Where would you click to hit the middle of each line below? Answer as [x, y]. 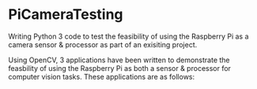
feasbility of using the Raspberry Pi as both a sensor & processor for [120, 68]
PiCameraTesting [66, 15]
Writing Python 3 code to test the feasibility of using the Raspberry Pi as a [128, 36]
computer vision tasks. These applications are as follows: [102, 76]
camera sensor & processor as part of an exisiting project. [103, 44]
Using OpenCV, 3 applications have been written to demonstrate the [119, 60]
